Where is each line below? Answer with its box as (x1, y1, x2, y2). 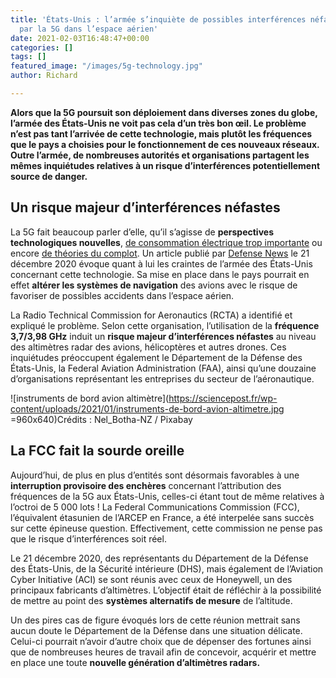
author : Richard (10, 71, 78, 81)
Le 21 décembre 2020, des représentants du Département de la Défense (10, 552, 309, 564)
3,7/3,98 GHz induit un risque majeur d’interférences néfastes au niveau (10, 330, 317, 342)
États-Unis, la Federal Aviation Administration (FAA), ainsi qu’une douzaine (10, 362, 317, 374)
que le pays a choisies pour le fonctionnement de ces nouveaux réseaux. (10, 138, 320, 150)
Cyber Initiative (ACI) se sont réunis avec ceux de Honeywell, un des (10, 573, 293, 585)
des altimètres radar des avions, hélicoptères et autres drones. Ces (10, 341, 287, 353)
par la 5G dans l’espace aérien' (19, 24, 159, 34)
